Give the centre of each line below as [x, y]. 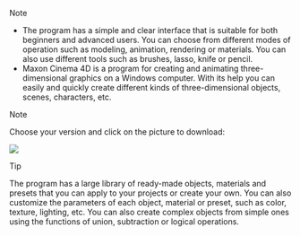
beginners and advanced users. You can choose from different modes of [156, 40]
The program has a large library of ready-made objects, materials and [138, 184]
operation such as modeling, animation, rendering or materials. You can [154, 49]
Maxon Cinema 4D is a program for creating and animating [130, 68]
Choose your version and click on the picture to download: [117, 132]
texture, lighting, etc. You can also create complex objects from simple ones [149, 212]
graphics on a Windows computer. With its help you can [172, 78]
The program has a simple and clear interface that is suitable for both [150, 30]
